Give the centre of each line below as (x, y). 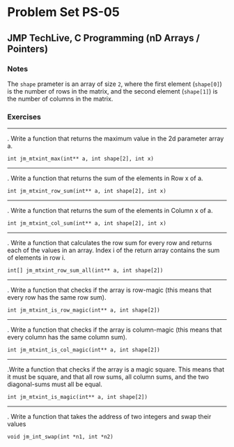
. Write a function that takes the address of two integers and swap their (109, 417)
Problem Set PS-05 (63, 12)
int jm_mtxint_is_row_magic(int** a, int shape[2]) (84, 310)
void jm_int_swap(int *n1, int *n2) (60, 437)
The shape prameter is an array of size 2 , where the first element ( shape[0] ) (115, 84)
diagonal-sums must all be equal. (55, 384)
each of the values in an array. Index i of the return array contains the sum (114, 250)
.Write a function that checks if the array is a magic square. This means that (116, 369)
